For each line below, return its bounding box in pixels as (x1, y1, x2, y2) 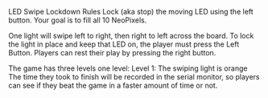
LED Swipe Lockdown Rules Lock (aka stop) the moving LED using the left (8, 7, 254, 16)
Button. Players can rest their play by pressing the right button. (8, 48, 216, 57)
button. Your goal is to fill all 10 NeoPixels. (8, 15, 147, 25)
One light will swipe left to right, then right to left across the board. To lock (8, 31, 254, 40)
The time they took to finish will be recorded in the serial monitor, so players (8, 72, 260, 81)
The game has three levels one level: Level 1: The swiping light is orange (8, 63, 248, 73)
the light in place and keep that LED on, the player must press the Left (8, 39, 240, 49)
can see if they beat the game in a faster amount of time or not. (8, 80, 218, 90)
